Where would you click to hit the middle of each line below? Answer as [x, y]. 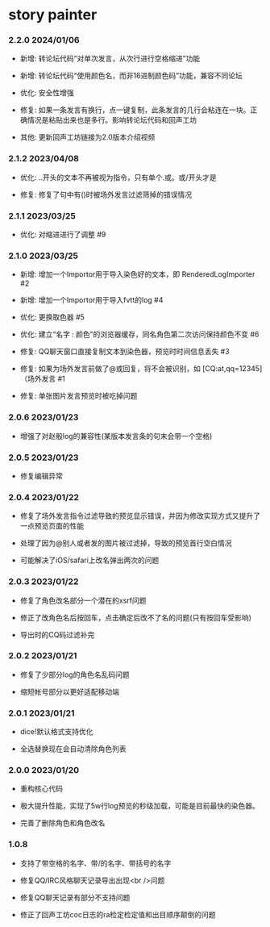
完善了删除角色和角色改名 [62, 823]
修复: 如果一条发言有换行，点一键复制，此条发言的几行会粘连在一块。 [135, 110]
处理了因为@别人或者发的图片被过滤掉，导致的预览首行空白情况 [126, 543]
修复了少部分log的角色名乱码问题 [75, 674]
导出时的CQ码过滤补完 [57, 634]
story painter [53, 15]
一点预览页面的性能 [52, 526]
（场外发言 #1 [43, 379]
